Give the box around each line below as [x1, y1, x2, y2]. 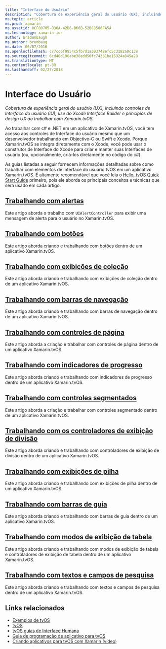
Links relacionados [5, 604, 65, 612]
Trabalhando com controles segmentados [5, 394, 137, 402]
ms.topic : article [5, 16, 43, 21]
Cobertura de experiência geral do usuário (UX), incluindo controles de [5, 105, 151, 111]
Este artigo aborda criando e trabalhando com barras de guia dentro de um [5, 513, 158, 519]
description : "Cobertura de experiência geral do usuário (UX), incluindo [5, 12, 163, 17]
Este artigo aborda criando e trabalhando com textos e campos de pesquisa [5, 584, 160, 590]
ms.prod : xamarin [5, 21, 41, 26]
